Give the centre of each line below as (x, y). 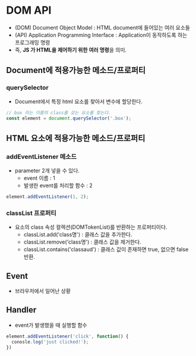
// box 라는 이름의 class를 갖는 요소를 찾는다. (59, 113)
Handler (21, 310)
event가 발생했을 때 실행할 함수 (51, 325)
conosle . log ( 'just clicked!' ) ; (50, 342)
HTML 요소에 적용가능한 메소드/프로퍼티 (76, 138)
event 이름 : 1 (39, 178)
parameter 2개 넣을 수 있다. (47, 171)
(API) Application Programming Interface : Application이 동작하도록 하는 (101, 35)
